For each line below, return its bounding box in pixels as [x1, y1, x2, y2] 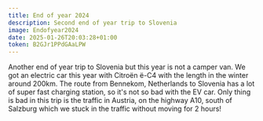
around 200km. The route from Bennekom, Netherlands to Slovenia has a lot [8, 79, 255, 89]
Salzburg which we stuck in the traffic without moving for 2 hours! [8, 104, 222, 114]
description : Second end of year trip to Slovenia [8, 19, 177, 27]
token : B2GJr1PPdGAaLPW [8, 41, 86, 49]
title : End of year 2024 [8, 11, 89, 20]
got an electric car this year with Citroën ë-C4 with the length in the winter [8, 71, 249, 80]
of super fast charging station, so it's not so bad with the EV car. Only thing [8, 87, 251, 97]
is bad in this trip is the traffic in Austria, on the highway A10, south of [8, 96, 233, 105]
